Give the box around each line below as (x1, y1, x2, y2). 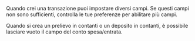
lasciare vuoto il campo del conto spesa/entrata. (6, 28, 123, 35)
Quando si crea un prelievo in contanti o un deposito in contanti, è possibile (6, 23, 189, 29)
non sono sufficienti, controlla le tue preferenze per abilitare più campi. (6, 11, 178, 18)
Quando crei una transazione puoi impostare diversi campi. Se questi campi (6, 5, 189, 12)
